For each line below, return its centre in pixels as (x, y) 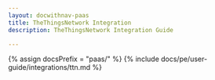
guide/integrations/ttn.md (49, 67)
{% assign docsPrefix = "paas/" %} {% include (84, 59)
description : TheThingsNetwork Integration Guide (91, 30)
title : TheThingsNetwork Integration (70, 23)
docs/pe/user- (184, 59)
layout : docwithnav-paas (49, 15)
